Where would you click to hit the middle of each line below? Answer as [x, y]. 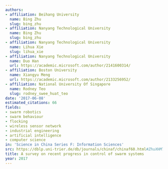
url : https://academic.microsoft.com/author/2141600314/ [70, 65]
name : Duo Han [24, 61]
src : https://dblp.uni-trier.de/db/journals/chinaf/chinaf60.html [76, 149]
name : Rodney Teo [28, 89]
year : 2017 [16, 158]
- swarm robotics [23, 112]
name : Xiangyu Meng [30, 75]
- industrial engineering [32, 130]
